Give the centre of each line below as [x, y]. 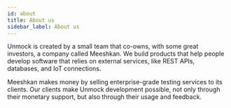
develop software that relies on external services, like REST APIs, [101, 61]
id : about [22, 14]
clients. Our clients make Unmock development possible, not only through [114, 90]
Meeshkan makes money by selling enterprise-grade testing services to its [115, 82]
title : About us [31, 20]
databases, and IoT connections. [54, 69]
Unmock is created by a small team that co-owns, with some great [103, 47]
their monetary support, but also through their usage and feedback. [104, 97]
